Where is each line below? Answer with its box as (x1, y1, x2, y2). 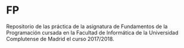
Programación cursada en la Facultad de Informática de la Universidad (6, 29, 179, 36)
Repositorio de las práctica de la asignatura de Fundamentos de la (6, 23, 168, 30)
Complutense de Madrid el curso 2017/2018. (6, 35, 115, 42)
